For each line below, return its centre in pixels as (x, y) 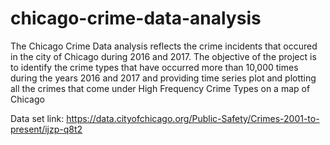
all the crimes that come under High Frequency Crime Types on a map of (160, 88)
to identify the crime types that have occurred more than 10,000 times (154, 67)
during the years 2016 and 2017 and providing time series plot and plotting (163, 78)
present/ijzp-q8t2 (46, 129)
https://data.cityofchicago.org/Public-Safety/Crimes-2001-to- (193, 118)
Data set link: (37, 118)
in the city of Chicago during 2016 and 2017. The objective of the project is (163, 56)
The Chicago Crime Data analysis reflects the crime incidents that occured (164, 46)
